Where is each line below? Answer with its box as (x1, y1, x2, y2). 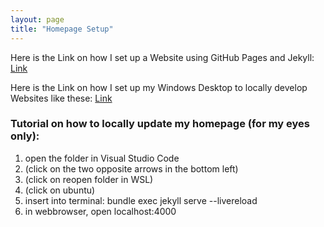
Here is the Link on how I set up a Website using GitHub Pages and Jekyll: (10, 51, 315, 63)
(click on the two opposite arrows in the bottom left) (24, 162, 239, 175)
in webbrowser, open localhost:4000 (24, 205, 177, 217)
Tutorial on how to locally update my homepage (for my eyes (10, 117, 310, 131)
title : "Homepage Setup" (10, 24, 114, 34)
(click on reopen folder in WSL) (24, 173, 154, 185)
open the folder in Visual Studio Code (24, 152, 180, 164)
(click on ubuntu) (24, 184, 96, 196)
